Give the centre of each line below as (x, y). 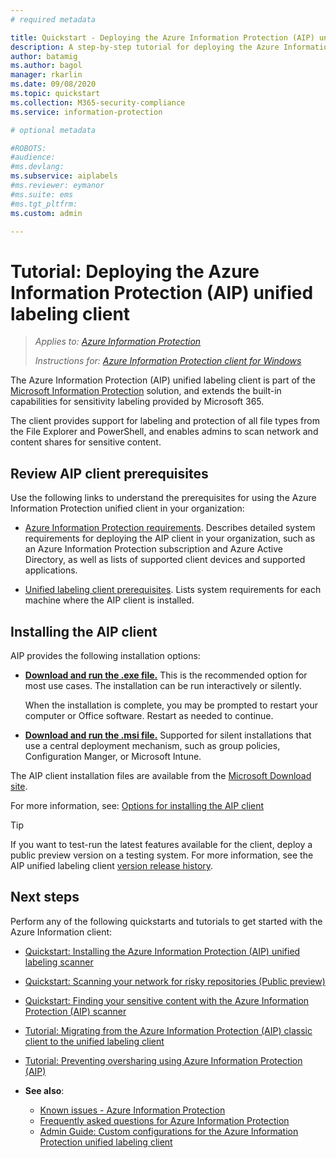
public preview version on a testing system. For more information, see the (162, 855)
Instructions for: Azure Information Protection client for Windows (168, 361)
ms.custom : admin (46, 213)
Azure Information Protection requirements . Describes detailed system (170, 528)
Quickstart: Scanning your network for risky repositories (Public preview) (175, 981)
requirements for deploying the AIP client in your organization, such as (170, 538)
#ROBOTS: (28, 148)
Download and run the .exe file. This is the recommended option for (166, 675)
